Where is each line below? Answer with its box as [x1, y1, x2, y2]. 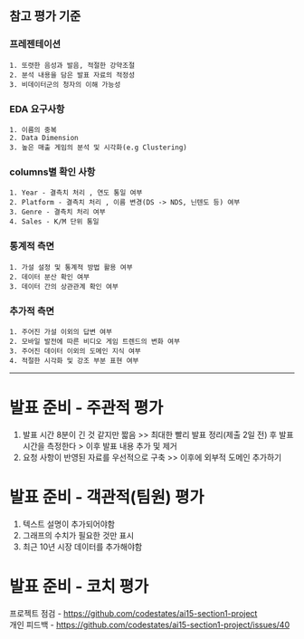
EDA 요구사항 [9, 102, 65, 115]
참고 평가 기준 [9, 8, 81, 24]
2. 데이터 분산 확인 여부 [9, 272, 90, 281]
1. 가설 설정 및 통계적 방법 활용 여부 [9, 262, 133, 272]
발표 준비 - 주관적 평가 [9, 397, 164, 418]
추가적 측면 [9, 304, 55, 317]
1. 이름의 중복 [9, 125, 57, 134]
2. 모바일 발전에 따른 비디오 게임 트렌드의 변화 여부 [9, 337, 181, 346]
